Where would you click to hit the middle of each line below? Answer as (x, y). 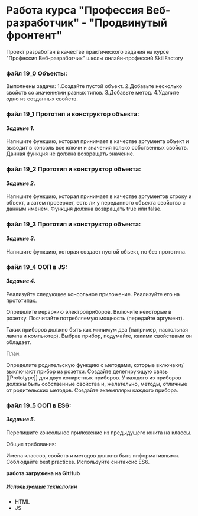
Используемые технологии (42, 487)
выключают (21, 371)
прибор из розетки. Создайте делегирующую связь (103, 371)
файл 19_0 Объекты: (37, 73)
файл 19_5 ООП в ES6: (39, 405)
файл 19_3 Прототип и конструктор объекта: (74, 224)
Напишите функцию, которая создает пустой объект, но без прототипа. (96, 251)
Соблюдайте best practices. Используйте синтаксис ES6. (78, 462)
